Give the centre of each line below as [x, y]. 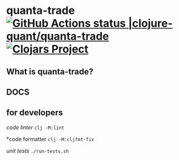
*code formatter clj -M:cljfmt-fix [50, 139]
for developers [35, 113]
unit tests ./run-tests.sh [38, 151]
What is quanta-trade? [50, 71]
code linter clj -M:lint [35, 127]
